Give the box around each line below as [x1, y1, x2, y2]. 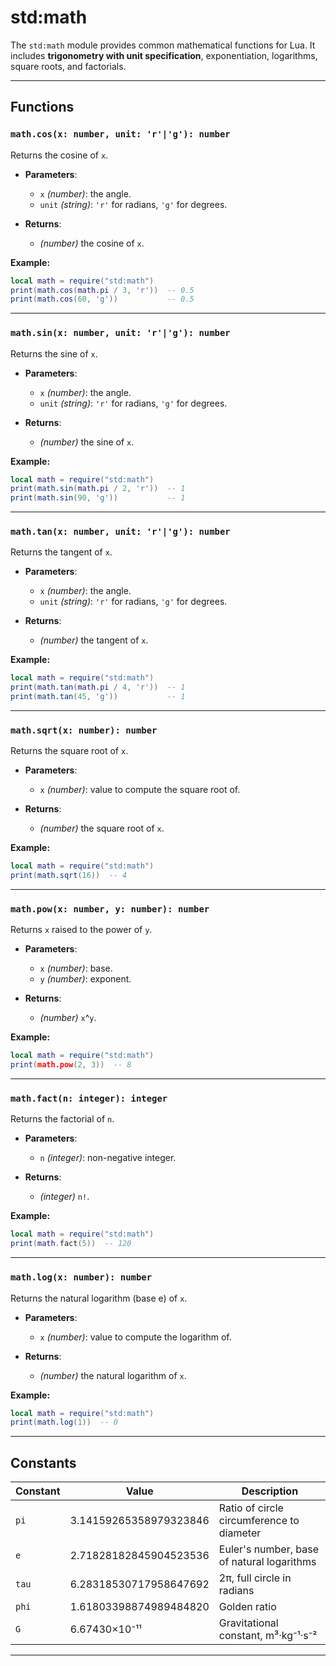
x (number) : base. [39, 962, 113, 975]
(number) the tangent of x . [39, 634, 149, 646]
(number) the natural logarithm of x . [39, 1369, 187, 1381]
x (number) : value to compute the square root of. [39, 784, 241, 796]
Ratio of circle [218, 1501, 284, 1515]
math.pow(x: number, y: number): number [10, 904, 210, 915]
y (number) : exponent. [39, 973, 132, 985]
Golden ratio [218, 1600, 277, 1614]
